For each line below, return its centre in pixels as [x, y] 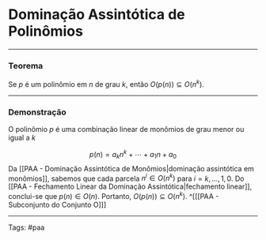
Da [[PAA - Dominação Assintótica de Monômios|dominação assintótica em [131, 168]
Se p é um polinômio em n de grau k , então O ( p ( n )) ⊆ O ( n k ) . [106, 83]
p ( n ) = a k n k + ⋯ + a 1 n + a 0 [133, 155]
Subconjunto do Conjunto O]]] [57, 204]
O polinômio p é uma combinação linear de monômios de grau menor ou [126, 129]
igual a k [22, 138]
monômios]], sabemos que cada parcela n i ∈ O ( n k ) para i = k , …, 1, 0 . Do [126, 178]
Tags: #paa [27, 227]
